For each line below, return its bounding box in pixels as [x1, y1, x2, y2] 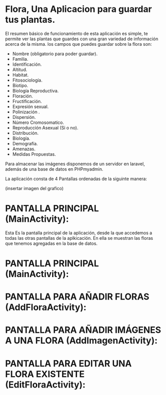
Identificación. [12, 61, 42, 67]
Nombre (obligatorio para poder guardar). [12, 51, 98, 57]
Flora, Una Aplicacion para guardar [5, 3, 152, 15]
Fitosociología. [12, 77, 43, 83]
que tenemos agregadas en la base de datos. [5, 240, 98, 246]
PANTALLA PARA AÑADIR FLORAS [5, 291, 150, 302]
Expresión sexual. [12, 103, 49, 109]
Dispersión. [12, 114, 36, 120]
